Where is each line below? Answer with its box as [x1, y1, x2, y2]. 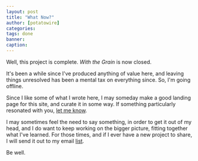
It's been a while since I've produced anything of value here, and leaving [6, 70, 184, 77]
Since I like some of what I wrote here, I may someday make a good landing [6, 94, 191, 101]
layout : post [6, 8, 39, 15]
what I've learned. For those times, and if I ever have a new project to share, [6, 131, 192, 138]
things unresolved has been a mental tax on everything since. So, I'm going [6, 76, 191, 83]
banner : [6, 36, 26, 42]
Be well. [6, 148, 26, 156]
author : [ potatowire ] [6, 20, 60, 26]
